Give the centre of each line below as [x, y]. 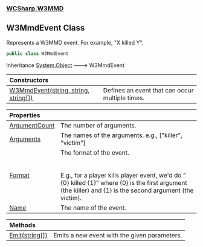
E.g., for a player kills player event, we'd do [121, 175]
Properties [25, 115]
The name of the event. [93, 208]
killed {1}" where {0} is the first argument [129, 182]
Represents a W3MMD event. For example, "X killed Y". [75, 42]
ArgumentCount [32, 125]
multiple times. [124, 98]
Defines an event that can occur [148, 90]
